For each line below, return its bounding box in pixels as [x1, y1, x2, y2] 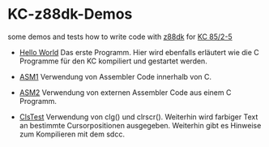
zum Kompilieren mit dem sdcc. [19, 129, 125, 139]
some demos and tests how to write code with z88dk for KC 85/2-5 [7, 32, 233, 41]
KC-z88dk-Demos [7, 5, 133, 24]
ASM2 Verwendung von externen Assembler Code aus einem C [19, 87, 232, 97]
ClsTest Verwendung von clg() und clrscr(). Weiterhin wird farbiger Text [19, 111, 258, 122]
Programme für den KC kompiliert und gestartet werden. [19, 56, 207, 66]
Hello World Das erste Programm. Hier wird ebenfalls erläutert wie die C [19, 47, 260, 57]
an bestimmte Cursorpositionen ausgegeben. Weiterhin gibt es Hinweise [19, 120, 262, 130]
